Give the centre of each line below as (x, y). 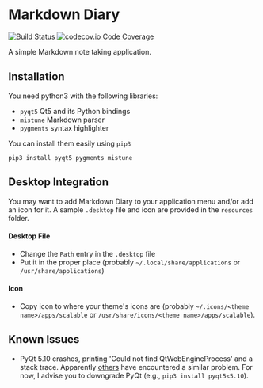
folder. (19, 218)
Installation (36, 77)
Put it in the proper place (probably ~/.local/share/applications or (130, 262)
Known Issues (44, 339)
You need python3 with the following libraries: (83, 96)
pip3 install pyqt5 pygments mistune (71, 158)
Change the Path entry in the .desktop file (88, 253)
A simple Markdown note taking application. (80, 51)
